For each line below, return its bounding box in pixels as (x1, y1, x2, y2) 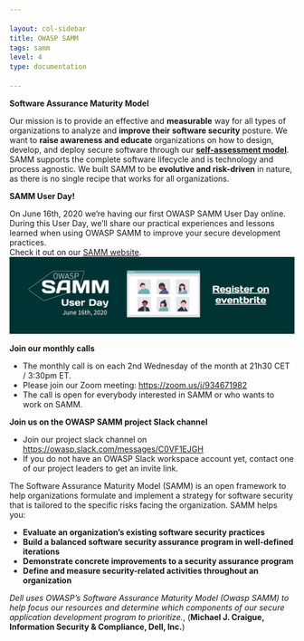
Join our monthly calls (9, 342, 95, 353)
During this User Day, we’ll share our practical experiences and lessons (9, 217, 275, 228)
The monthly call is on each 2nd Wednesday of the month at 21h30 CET (22, 360, 290, 371)
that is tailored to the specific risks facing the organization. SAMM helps (9, 499, 278, 511)
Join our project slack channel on (22, 434, 147, 445)
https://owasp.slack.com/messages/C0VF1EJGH (22, 444, 204, 454)
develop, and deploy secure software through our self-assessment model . (9, 144, 290, 155)
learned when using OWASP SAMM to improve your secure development (9, 227, 281, 238)
